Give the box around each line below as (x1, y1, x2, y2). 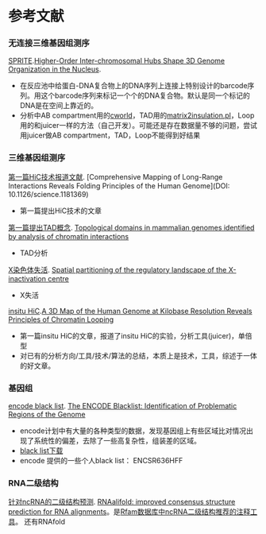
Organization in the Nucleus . (8, 64, 102, 74)
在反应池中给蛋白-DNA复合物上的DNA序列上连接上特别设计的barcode (19, 81, 248, 91)
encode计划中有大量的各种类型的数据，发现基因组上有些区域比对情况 (19, 426, 247, 435)
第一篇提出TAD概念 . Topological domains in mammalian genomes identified (8, 222, 255, 232)
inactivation (8, 273, 46, 283)
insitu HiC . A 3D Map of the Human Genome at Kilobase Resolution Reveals (8, 306, 253, 315)
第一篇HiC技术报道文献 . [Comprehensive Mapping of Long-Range (8, 172, 223, 181)
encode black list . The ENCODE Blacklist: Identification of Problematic (8, 401, 237, 411)
